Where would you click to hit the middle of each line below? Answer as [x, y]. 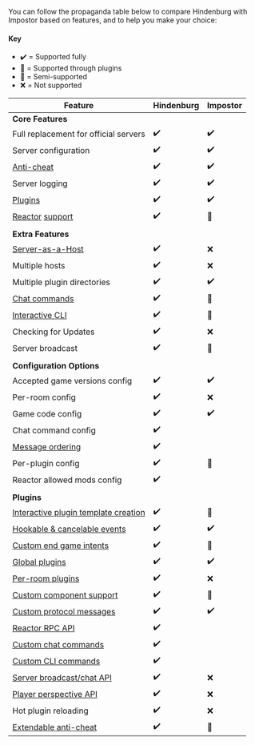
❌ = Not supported [51, 85]
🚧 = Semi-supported [54, 77]
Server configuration [51, 150]
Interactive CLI [40, 315]
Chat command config [54, 430]
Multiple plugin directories [61, 282]
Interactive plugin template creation [79, 512]
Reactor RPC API [44, 628]
